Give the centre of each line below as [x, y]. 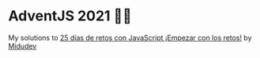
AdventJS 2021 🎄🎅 [70, 16]
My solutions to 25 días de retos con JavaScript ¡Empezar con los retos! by [130, 38]
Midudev [23, 45]
